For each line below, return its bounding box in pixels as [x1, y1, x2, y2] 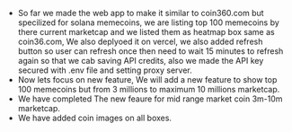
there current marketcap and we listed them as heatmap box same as [17, 27, 276, 37]
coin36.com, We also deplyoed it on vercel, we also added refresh [17, 36, 263, 47]
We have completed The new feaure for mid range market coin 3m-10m [17, 93, 283, 104]
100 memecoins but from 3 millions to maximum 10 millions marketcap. [17, 84, 280, 94]
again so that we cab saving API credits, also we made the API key [17, 56, 264, 66]
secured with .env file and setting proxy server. [17, 65, 193, 75]
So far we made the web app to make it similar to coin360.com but [17, 8, 264, 18]
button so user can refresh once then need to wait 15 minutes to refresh [17, 46, 284, 57]
